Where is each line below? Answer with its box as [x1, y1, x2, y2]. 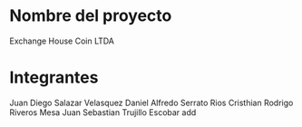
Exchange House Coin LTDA [9, 35, 115, 46]
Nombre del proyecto [9, 5, 172, 26]
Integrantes [9, 67, 99, 88]
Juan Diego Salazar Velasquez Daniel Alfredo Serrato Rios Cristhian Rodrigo [9, 97, 294, 108]
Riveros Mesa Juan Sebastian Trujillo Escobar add [9, 106, 197, 118]
